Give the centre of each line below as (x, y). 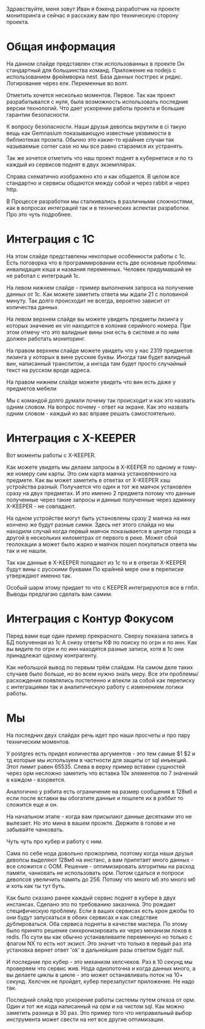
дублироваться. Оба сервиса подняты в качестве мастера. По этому (97, 923)
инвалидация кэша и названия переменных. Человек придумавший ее (99, 269)
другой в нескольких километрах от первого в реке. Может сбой (92, 538)
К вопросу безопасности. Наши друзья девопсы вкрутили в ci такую (96, 126)
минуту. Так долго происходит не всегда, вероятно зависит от (88, 301)
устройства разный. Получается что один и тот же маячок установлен (99, 487)
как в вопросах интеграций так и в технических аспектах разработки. (98, 207)
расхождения (24, 680)
